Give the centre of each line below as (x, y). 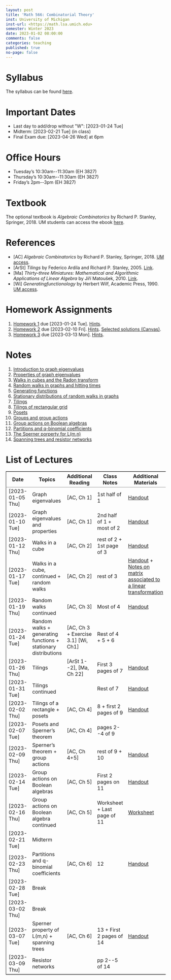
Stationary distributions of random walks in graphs (66, 396)
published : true (23, 48)
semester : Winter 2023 (30, 29)
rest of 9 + (110, 751)
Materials (146, 483)
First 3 (105, 664)
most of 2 (109, 528)
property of (46, 930)
